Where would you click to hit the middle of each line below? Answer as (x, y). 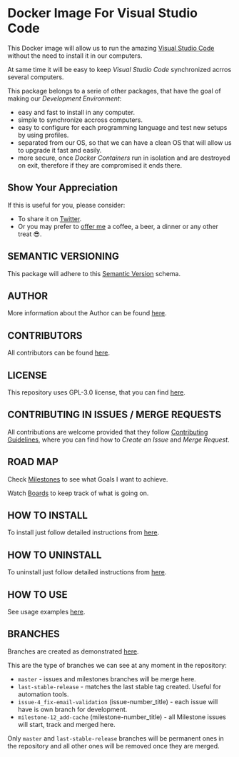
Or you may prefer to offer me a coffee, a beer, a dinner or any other (118, 226)
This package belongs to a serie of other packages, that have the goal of (114, 91)
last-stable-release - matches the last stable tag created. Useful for (119, 686)
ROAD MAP (33, 462)
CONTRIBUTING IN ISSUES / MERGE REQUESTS (115, 415)
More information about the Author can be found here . (87, 313)
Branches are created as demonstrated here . (73, 651)
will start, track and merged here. (66, 724)
